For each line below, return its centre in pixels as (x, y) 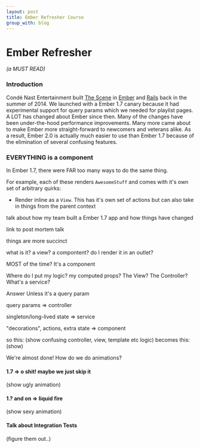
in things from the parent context (55, 206)
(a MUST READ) (26, 69)
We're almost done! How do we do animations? (64, 358)
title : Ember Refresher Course (45, 17)
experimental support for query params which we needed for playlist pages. (100, 110)
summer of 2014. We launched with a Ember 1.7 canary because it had (93, 104)
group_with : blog (28, 23)
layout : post (22, 12)
